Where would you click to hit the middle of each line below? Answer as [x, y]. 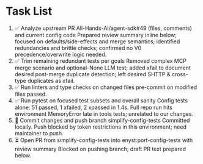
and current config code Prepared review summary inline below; [96, 35]
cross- [180, 74]
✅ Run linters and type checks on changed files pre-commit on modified [106, 87]
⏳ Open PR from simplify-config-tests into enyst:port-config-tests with [104, 140]
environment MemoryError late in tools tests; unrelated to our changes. [104, 113]
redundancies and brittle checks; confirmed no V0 [78, 48]
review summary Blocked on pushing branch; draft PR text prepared [100, 149]
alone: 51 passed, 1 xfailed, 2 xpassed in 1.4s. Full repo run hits [93, 107]
